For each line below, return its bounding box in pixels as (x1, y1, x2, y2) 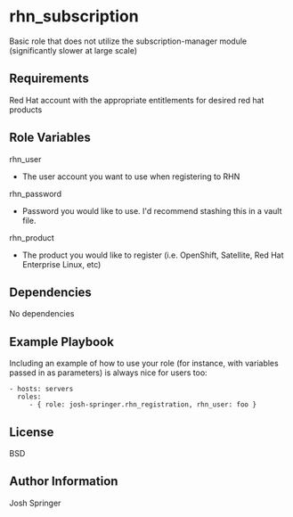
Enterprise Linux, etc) (21, 258, 102, 269)
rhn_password (9, 188, 62, 199)
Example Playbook (9, 334, 114, 349)
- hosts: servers (9, 385, 74, 394)
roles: (17, 392, 42, 402)
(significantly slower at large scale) (9, 45, 138, 55)
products (9, 104, 43, 115)
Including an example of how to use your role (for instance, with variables (9, 358, 279, 369)
